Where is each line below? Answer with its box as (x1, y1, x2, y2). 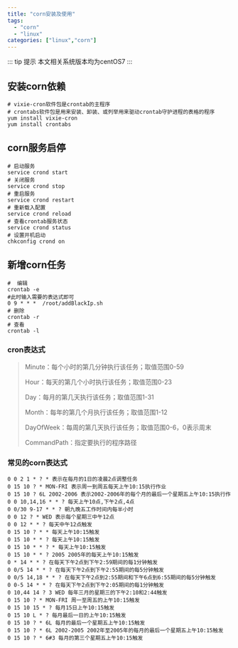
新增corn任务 (7, 259, 66, 271)
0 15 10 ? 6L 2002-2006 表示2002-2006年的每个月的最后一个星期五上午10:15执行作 (7, 491, 231, 498)
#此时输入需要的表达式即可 (7, 293, 75, 301)
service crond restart (7, 197, 75, 204)
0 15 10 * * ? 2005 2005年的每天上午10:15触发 (7, 551, 139, 559)
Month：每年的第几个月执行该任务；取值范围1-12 (24, 407, 168, 417)
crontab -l (7, 327, 40, 335)
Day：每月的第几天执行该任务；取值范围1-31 (24, 392, 154, 401)
